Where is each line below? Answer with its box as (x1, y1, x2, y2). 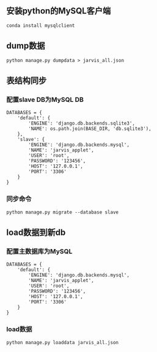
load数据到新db (6, 228, 66, 237)
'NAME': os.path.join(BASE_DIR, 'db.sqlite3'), (28, 126, 152, 132)
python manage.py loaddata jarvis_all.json (6, 339, 119, 345)
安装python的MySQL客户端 (6, 6, 111, 17)
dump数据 (6, 40, 45, 51)
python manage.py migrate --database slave (6, 209, 119, 215)
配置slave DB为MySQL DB (6, 95, 84, 104)
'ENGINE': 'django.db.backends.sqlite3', (28, 120, 136, 127)
